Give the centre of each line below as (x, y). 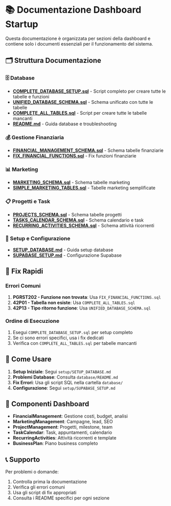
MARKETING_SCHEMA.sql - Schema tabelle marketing (71, 183)
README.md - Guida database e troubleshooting (65, 124)
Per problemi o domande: (32, 472)
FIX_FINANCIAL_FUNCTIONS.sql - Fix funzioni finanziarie (74, 156)
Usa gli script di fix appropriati (45, 493)
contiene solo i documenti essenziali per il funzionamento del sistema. (79, 43)
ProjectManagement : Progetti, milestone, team (62, 427)
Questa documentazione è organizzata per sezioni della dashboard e (78, 38)
